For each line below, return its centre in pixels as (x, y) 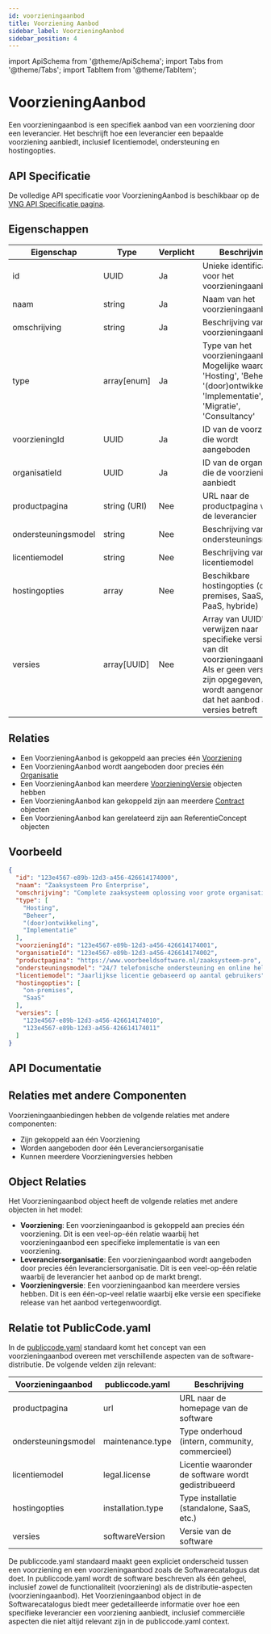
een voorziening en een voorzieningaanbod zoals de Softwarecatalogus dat (134, 1570)
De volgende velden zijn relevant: (101, 1364)
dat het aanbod (231, 699)
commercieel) (206, 1452)
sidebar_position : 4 (43, 38)
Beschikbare (226, 576)
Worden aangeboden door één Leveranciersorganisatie (112, 1148)
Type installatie (208, 1498)
